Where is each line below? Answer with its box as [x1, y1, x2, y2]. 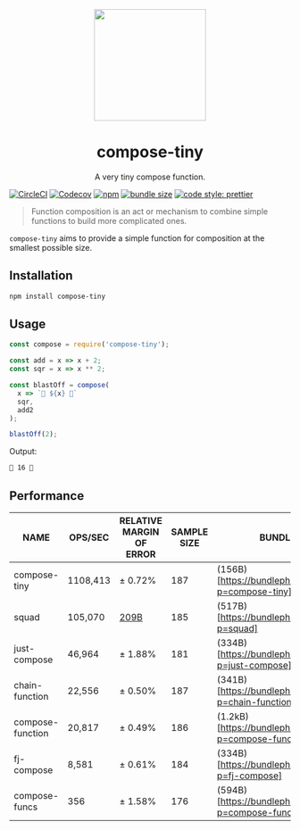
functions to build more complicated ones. [30, 215, 187, 226]
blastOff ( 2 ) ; [9, 430, 58, 439]
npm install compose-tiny [9, 292, 105, 301]
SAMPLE [171, 526, 209, 538]
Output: [9, 446, 37, 457]
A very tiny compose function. [94, 171, 205, 182]
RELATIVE [119, 515, 162, 527]
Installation [9, 268, 73, 284]
